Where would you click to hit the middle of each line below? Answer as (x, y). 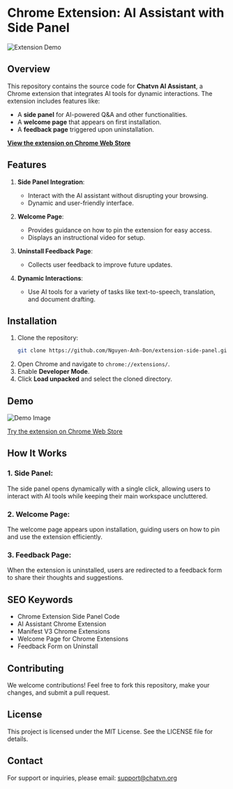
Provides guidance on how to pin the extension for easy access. (120, 230)
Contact (25, 761)
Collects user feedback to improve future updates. (100, 265)
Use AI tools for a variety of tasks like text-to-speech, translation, (121, 291)
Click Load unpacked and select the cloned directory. (95, 379)
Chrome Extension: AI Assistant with (116, 13)
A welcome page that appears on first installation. (89, 122)
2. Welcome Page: (39, 514)
